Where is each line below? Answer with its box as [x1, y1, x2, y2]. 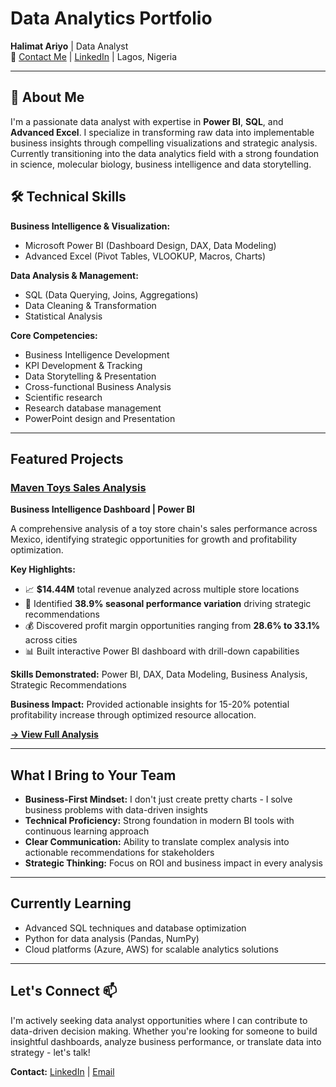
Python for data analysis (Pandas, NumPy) [24, 932, 200, 944]
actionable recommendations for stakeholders [24, 847, 215, 859]
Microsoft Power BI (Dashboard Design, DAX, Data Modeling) [24, 239, 277, 251]
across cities [24, 634, 78, 646]
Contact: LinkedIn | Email [10, 1065, 115, 1077]
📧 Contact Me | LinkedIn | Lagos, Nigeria [10, 50, 178, 62]
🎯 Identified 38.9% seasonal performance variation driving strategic [24, 598, 312, 610]
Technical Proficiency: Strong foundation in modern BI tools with [24, 815, 295, 827]
